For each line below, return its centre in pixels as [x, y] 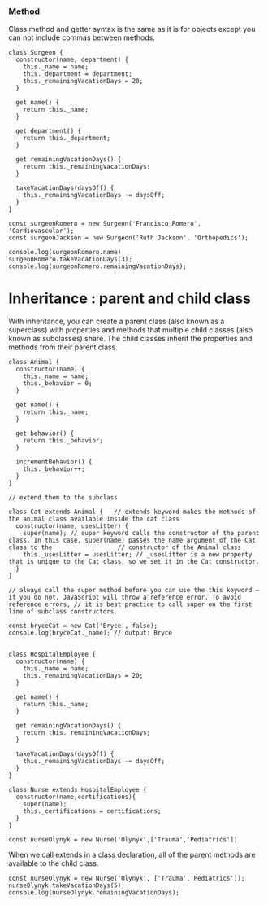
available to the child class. [54, 863]
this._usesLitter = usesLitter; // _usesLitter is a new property [138, 555]
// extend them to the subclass [63, 498]
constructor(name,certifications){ [76, 797]
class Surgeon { [36, 53]
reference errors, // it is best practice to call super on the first [130, 604]
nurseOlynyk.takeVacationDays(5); [67, 885]
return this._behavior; [63, 441]
